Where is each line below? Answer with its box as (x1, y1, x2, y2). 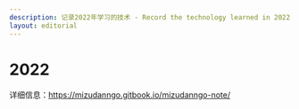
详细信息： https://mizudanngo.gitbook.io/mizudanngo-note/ (9, 90, 231, 100)
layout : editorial (9, 21, 78, 30)
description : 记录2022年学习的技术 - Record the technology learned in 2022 (9, 12, 291, 22)
